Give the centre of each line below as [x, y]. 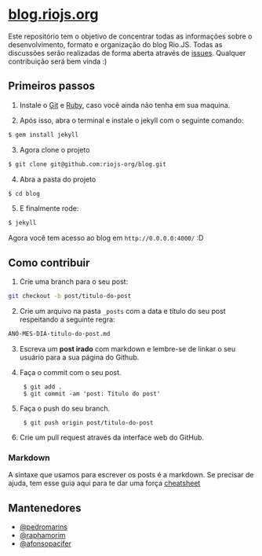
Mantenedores [45, 508]
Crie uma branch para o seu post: [74, 282]
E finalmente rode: [49, 208]
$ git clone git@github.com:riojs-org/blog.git [87, 164]
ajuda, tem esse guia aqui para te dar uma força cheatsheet [104, 483]
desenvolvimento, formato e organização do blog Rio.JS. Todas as [115, 44]
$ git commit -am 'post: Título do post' [92, 394]
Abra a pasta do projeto [58, 179]
